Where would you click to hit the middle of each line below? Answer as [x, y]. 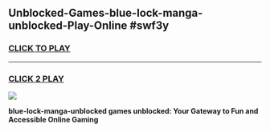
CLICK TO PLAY [39, 49]
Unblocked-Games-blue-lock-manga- [106, 13]
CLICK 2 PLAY [36, 78]
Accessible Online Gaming [53, 119]
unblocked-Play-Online [68, 26]
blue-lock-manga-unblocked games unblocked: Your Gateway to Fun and [133, 110]
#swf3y [149, 26]
